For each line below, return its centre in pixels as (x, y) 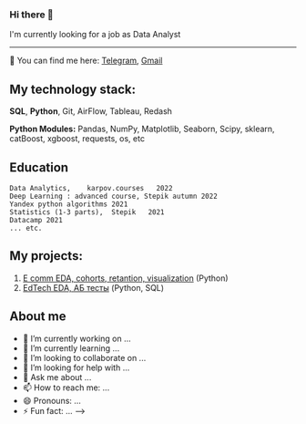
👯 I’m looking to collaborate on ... (84, 357)
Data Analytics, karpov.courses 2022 (91, 188)
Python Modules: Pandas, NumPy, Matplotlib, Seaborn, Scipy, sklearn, (142, 129)
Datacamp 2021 (36, 220)
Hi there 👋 (32, 15)
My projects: (46, 256)
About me (38, 317)
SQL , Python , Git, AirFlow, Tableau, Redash (91, 111)
